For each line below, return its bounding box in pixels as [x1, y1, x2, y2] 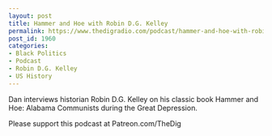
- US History [8, 72, 53, 80]
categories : [8, 42, 49, 50]
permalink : [8, 27, 45, 35]
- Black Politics [8, 49, 67, 57]
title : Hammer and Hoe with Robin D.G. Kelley [8, 19, 168, 28]
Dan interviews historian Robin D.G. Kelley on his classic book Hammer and [8, 94, 259, 104]
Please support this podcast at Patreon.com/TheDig [8, 118, 182, 128]
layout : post [8, 11, 53, 20]
